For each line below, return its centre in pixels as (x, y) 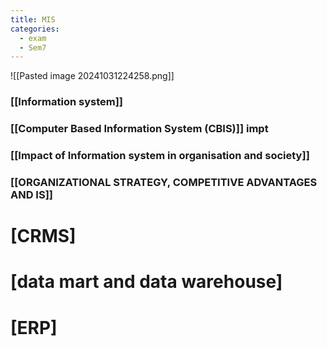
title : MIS (33, 19)
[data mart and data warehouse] (146, 282)
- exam (33, 38)
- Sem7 (33, 47)
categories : (35, 29)
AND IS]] (32, 194)
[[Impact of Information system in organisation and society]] (160, 156)
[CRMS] (43, 236)
